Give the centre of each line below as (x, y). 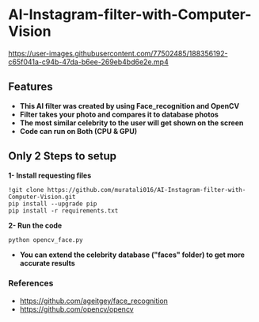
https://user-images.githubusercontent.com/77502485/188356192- (118, 53)
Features (30, 87)
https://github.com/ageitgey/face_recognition (94, 301)
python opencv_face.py (46, 240)
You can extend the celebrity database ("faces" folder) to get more (132, 255)
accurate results (47, 263)
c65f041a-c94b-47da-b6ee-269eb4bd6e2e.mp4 (88, 62)
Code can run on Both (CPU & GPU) (78, 131)
